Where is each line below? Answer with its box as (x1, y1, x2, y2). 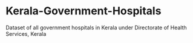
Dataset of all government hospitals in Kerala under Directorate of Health (5, 24, 187, 31)
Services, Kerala (5, 30, 47, 37)
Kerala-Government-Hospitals (5, 4, 162, 18)
